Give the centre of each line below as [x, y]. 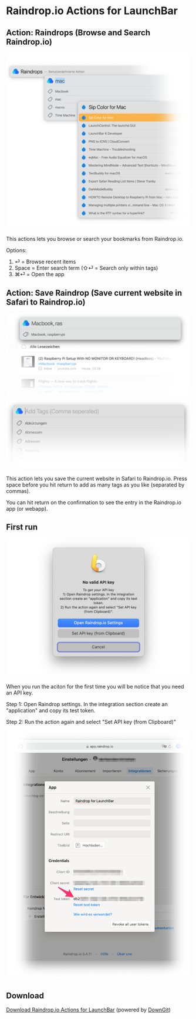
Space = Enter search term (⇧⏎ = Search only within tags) [86, 268]
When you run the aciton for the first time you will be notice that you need [95, 687]
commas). [18, 491]
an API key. [20, 693]
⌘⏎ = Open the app [39, 274]
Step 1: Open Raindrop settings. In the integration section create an [87, 704]
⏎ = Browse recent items [45, 262]
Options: [16, 250]
